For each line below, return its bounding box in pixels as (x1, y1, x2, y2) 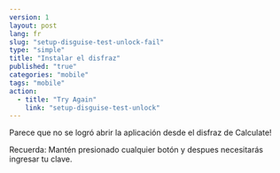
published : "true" (9, 63, 77, 71)
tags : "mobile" (9, 79, 66, 87)
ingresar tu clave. (9, 154, 73, 164)
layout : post (9, 21, 58, 30)
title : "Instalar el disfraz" (9, 54, 121, 63)
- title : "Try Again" (17, 94, 97, 104)
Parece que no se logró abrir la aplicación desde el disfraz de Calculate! (9, 127, 272, 138)
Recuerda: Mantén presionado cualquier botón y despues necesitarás (9, 145, 264, 155)
